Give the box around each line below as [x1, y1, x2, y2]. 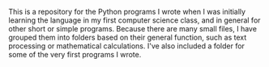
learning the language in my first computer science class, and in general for [8, 15, 261, 25]
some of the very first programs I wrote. [8, 50, 142, 59]
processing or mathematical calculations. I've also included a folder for [8, 41, 246, 51]
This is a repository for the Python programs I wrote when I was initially [8, 7, 246, 16]
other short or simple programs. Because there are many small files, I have [8, 24, 258, 33]
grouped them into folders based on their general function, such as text [8, 32, 247, 42]
